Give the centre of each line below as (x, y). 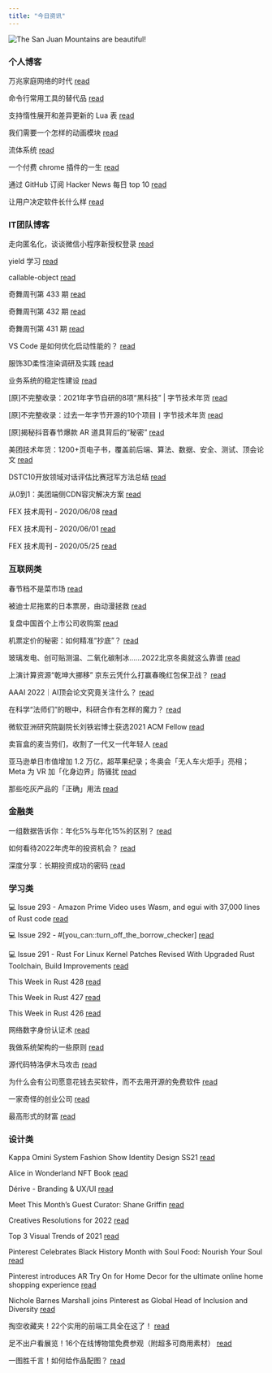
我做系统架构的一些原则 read (56, 1047)
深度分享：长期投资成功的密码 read (67, 865)
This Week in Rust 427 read (55, 998)
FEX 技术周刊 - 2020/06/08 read (63, 512)
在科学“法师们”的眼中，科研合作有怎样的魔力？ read (95, 709)
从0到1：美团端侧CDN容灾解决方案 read (75, 494)
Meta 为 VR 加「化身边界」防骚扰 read (72, 771)
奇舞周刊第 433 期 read (47, 294)
